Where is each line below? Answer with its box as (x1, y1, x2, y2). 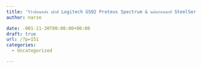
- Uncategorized (11, 48, 52, 54)
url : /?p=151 (6, 37, 39, 43)
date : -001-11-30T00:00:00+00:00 (6, 25, 90, 31)
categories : (6, 42, 36, 48)
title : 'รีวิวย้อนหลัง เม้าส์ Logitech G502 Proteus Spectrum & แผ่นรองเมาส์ (6, 8, 172, 15)
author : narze (6, 14, 42, 20)
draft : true (6, 31, 36, 37)
